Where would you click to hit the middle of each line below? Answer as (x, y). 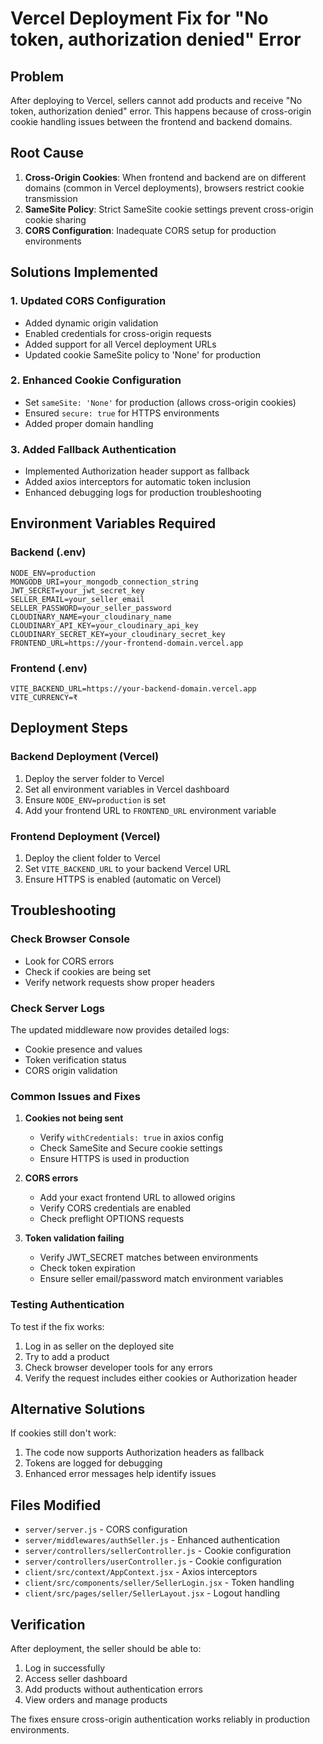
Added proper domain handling (89, 423)
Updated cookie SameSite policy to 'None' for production (142, 354)
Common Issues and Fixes (75, 1096)
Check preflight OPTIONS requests (112, 1219)
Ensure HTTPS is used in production (114, 1159)
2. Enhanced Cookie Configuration (96, 380)
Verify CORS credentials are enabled (115, 1208)
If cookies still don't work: (63, 1433)
